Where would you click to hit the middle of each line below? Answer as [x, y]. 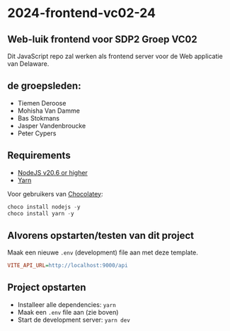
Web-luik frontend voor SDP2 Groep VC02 [102, 39]
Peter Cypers [37, 133]
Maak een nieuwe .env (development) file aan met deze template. [103, 252]
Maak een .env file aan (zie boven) [68, 312]
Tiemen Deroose [42, 103]
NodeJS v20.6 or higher [53, 172]
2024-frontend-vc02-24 [81, 13]
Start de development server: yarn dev [74, 320]
